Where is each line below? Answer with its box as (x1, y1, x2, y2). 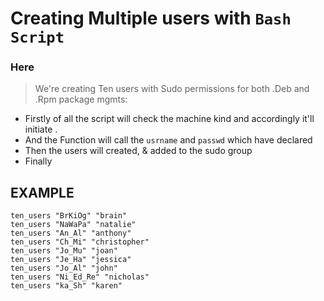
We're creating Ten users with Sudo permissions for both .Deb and (34, 83, 310, 95)
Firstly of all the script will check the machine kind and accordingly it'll (24, 113, 315, 125)
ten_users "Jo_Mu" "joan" (10, 246, 118, 256)
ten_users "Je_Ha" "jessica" (10, 255, 132, 265)
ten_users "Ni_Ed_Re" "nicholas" (10, 272, 150, 282)
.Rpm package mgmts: (34, 93, 128, 106)
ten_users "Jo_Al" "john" (10, 263, 118, 274)
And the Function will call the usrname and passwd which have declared (24, 134, 313, 146)
